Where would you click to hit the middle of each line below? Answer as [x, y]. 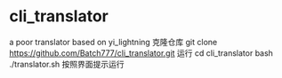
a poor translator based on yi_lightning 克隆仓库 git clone [113, 42]
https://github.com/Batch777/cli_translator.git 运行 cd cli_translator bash [141, 53]
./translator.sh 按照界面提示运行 [67, 64]
